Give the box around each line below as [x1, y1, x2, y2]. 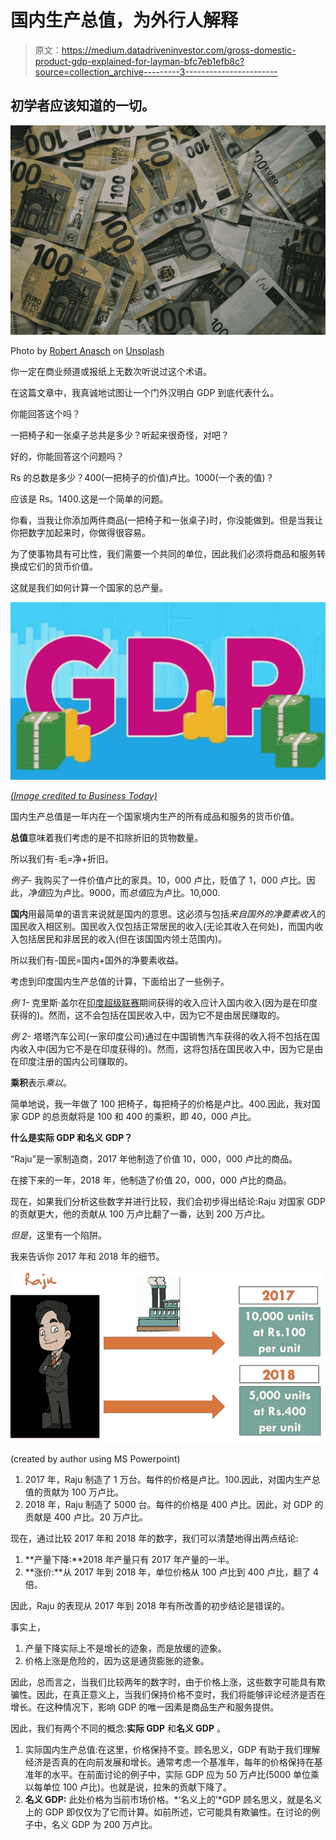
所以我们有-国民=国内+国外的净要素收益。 [10, 954, 184, 966]
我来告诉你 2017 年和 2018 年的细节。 [10, 1250, 165, 1262]
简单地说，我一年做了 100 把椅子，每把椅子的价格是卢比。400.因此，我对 [10, 1097, 312, 1110]
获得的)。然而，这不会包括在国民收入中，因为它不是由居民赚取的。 [10, 1009, 286, 1021]
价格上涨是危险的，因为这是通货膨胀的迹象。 [24, 1655, 210, 1667]
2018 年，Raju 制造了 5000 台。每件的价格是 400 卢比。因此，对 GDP [24, 1499, 313, 1511]
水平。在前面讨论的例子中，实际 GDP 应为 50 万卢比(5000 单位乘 [51, 1769, 320, 1781]
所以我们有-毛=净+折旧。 [10, 852, 114, 865]
